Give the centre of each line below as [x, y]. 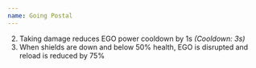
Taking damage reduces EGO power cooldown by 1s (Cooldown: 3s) [132, 38]
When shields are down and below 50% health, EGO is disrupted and [134, 47]
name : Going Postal [40, 16]
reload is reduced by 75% [62, 55]
